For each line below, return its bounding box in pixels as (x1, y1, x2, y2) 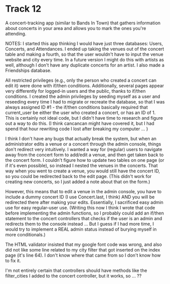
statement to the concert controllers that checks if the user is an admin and (5, 215, 162, 221)
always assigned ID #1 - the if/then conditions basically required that (5, 104, 148, 110)
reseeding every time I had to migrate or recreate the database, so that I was (5, 98, 165, 104)
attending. (5, 30, 27, 37)
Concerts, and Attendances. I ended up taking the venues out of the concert (5, 46, 164, 52)
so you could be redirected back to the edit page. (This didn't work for (5, 173, 152, 179)
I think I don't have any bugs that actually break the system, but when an (5, 135, 157, 141)
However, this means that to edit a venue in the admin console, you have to (5, 188, 162, 194)
